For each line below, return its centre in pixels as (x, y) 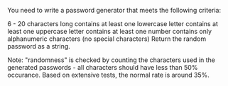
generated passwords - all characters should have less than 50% (103, 67)
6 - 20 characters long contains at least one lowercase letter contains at (113, 24)
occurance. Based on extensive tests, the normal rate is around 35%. (108, 75)
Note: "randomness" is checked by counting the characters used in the (111, 60)
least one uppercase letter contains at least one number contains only (109, 31)
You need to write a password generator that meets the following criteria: (114, 10)
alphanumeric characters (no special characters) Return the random (107, 39)
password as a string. (39, 46)
